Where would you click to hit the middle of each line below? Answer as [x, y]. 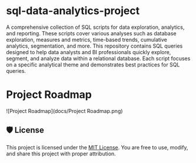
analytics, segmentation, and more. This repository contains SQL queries [94, 46]
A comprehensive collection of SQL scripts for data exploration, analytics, [95, 27]
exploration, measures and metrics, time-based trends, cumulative [87, 39]
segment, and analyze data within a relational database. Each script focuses [98, 58]
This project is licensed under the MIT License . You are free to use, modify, [97, 147]
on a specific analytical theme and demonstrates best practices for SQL [93, 64]
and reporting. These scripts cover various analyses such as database [91, 33]
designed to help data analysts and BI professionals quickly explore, [89, 52]
